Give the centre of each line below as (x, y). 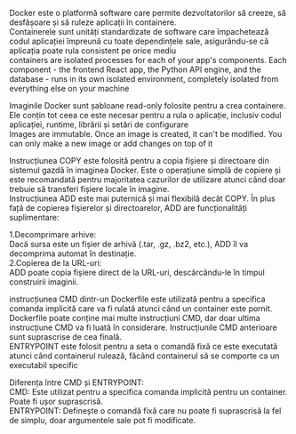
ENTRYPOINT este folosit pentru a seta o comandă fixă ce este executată (144, 346)
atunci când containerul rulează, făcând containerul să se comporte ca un (144, 356)
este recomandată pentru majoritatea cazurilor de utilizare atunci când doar (148, 180)
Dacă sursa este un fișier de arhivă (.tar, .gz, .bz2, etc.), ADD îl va (129, 244)
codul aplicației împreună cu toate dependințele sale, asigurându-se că (139, 41)
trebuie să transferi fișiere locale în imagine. (89, 189)
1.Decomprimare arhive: (53, 234)
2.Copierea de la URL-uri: (56, 263)
